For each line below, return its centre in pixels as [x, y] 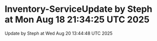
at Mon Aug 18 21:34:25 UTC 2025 [77, 20]
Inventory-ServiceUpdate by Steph [78, 9]
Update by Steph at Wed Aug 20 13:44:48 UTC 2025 [59, 33]
